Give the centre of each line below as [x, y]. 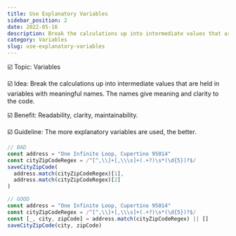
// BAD [17, 147]
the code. [21, 101]
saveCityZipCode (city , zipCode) [54, 225]
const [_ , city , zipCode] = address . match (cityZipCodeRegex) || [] [108, 218]
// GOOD [19, 199]
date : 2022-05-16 [33, 27]
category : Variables [38, 40]
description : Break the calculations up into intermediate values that [114, 33]
